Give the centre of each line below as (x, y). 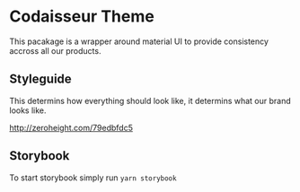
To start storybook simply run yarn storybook (93, 178)
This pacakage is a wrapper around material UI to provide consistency (139, 41)
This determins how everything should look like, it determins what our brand (150, 100)
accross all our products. (55, 50)
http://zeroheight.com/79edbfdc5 (71, 127)
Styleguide (40, 79)
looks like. (28, 110)
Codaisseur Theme (82, 17)
